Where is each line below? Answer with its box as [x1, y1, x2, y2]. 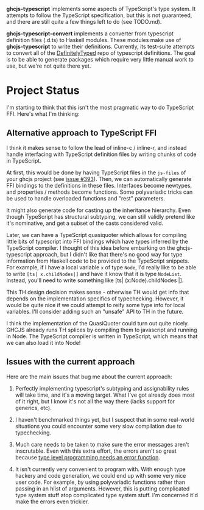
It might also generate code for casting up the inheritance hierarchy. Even [6, 207, 191, 214]
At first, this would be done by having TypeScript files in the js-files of [6, 169, 186, 176]
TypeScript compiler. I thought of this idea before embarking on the [6, 244, 175, 252]
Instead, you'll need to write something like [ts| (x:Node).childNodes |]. [6, 277, 184, 284]
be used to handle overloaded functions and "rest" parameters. [6, 194, 166, 202]
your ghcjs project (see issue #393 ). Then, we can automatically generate [6, 175, 192, 182]
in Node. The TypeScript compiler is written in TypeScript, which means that [6, 332, 198, 340]
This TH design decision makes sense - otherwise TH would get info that [6, 288, 189, 296]
